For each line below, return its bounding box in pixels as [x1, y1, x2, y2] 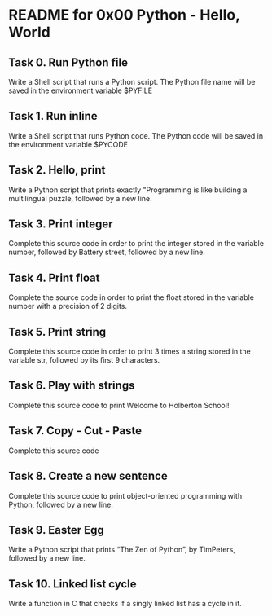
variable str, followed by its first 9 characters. [8, 355, 160, 365]
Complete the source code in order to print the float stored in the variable [8, 293, 255, 302]
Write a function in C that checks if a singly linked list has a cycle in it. [8, 599, 242, 609]
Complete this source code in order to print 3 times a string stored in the [8, 346, 251, 356]
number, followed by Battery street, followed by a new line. [8, 247, 206, 257]
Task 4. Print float [8, 271, 100, 284]
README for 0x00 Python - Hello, [8, 6, 240, 24]
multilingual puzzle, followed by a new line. [8, 193, 152, 203]
